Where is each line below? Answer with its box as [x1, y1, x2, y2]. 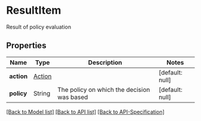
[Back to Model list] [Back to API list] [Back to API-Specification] [6, 108, 165, 115]
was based [57, 93, 89, 101]
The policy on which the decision [57, 85, 151, 94]
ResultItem [6, 4, 62, 17]
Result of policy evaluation [6, 23, 72, 30]
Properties [6, 41, 47, 51]
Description [88, 58, 123, 66]
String [33, 89, 51, 97]
